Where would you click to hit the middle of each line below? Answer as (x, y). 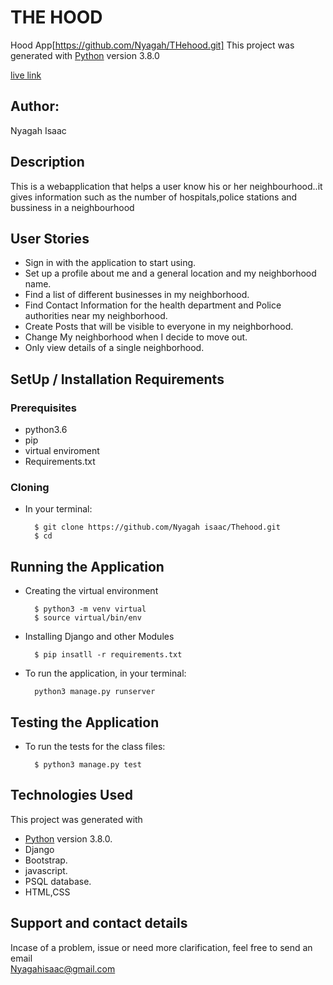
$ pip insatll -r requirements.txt (108, 655)
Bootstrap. (46, 860)
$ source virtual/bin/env (88, 618)
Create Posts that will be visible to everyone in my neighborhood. (159, 327)
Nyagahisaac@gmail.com (63, 968)
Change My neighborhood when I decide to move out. (136, 337)
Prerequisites (43, 408)
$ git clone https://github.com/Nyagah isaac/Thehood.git (157, 527)
